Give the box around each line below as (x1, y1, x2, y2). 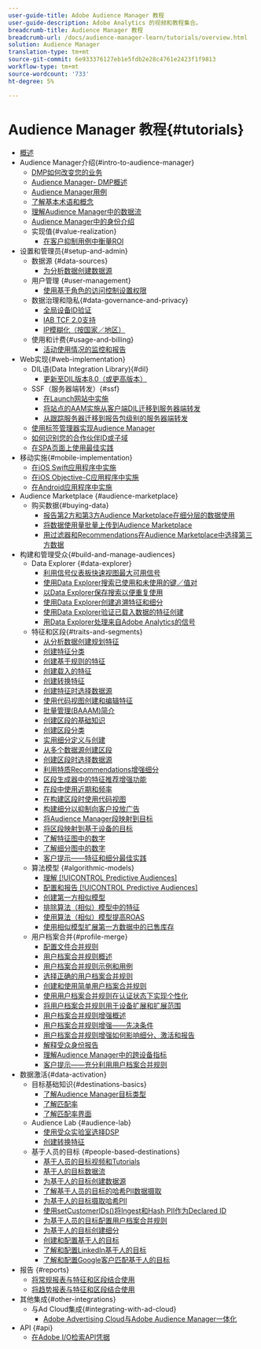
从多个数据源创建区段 (42, 745, 112, 755)
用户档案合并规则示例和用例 (42, 962, 134, 971)
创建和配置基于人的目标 (42, 1236, 119, 1245)
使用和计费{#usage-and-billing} (31, 335, 134, 345)
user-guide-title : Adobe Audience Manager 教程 (8, 11, 165, 20)
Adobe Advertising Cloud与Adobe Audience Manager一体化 (42, 1314, 237, 1324)
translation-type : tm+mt (8, 48, 90, 56)
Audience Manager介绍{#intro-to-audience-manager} (19, 158, 195, 168)
